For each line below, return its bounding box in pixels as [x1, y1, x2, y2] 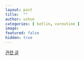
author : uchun [5, 16, 35, 21]
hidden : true [5, 35, 33, 40]
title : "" [5, 12, 28, 17]
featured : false [5, 30, 39, 35]
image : [5, 26, 19, 31]
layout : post [5, 7, 33, 12]
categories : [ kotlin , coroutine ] [5, 21, 80, 26]
